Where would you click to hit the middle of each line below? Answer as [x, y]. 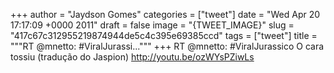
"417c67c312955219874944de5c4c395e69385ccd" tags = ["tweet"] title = [164, 35]
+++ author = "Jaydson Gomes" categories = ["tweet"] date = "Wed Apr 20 [165, 14]
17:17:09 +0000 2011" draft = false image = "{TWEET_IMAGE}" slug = [152, 25]
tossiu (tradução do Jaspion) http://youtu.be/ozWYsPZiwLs [132, 57]
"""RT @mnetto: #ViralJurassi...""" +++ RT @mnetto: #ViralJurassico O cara [167, 46]
